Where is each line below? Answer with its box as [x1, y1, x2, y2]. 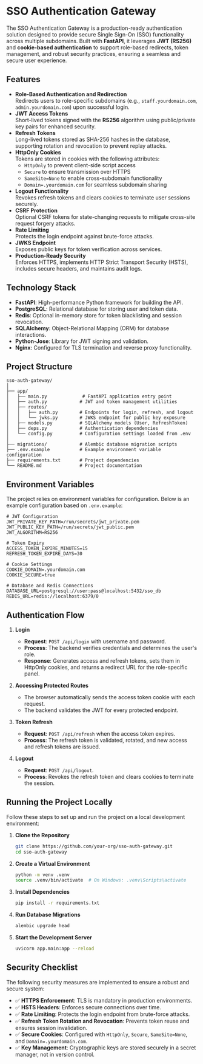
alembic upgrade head [15, 923, 70, 929]
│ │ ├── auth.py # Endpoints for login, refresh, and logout [6, 409, 194, 416]
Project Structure [6, 361, 73, 371]
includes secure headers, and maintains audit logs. [15, 264, 142, 272]
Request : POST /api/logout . [24, 767, 94, 773]
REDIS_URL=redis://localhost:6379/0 [6, 593, 99, 599]
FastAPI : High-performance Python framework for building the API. [15, 299, 184, 306]
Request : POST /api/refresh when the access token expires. [24, 730, 176, 737]
